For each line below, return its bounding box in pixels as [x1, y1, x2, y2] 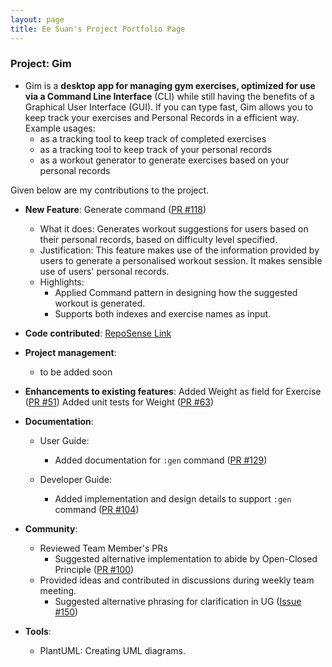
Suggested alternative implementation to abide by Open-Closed [54, 552, 318, 565]
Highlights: [39, 276, 85, 288]
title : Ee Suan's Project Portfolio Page [10, 24, 186, 34]
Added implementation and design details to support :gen [54, 492, 292, 505]
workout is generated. [54, 297, 146, 309]
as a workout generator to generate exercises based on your [39, 154, 290, 166]
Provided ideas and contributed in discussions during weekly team [39, 574, 315, 586]
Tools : [24, 625, 52, 637]
